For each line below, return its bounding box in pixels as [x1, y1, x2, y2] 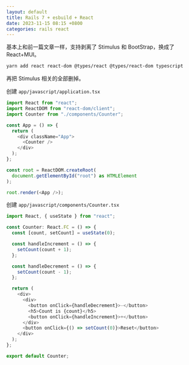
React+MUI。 [6, 51, 40, 58]
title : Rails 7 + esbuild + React [6, 15, 94, 21]
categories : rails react [6, 26, 69, 32]
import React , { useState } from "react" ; [6, 214, 115, 220]
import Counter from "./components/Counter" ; [6, 111, 123, 117]
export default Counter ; [6, 353, 69, 359]
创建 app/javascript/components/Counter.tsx [6, 201, 120, 209]
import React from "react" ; [6, 100, 78, 106]
